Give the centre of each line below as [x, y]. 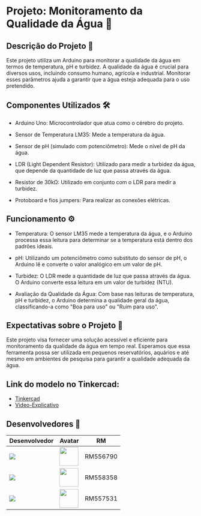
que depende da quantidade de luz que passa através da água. [93, 170]
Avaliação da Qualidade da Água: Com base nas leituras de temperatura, [104, 294]
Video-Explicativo [37, 405]
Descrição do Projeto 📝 [50, 46]
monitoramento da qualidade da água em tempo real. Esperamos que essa [98, 346]
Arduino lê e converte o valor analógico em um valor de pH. [88, 264]
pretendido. [20, 86]
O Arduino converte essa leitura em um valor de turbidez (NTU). [94, 282]
